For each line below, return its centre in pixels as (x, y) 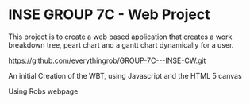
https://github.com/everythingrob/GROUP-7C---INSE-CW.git (107, 60)
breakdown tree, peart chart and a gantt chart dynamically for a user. (121, 44)
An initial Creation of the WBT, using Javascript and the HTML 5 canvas (125, 75)
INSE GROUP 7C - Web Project (109, 15)
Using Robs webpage (43, 91)
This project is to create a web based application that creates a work (120, 37)
